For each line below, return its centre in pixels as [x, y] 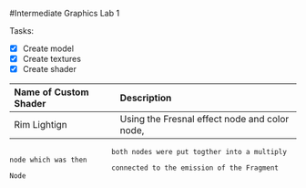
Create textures [52, 59]
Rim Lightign [41, 125]
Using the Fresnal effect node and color [204, 120]
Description [146, 98]
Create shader [50, 69]
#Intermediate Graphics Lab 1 [65, 13]
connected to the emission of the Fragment [195, 168]
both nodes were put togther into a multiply [199, 152]
